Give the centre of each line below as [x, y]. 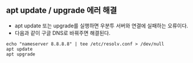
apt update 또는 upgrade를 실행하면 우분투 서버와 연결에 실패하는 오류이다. [101, 26]
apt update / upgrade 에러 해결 [61, 10]
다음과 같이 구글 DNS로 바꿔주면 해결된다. [62, 33]
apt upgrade [21, 54]
